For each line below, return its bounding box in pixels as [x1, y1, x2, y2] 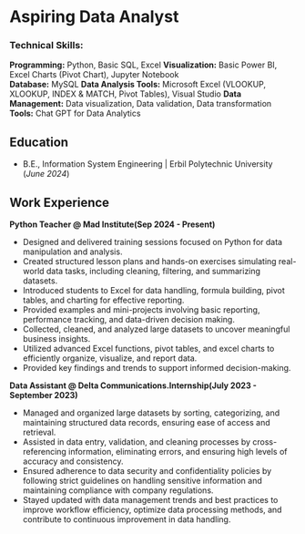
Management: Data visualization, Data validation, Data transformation [9, 98, 272, 109]
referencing [22, 447, 66, 457]
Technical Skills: [9, 39, 84, 52]
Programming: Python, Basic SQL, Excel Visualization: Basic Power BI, [9, 59, 278, 70]
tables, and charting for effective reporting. [22, 294, 185, 306]
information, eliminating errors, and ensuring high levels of [67, 447, 288, 457]
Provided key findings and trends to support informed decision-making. [22, 363, 291, 374]
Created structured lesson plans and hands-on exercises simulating [22, 256, 277, 267]
